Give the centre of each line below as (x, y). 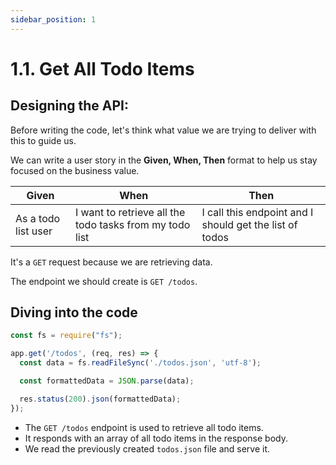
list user (34, 231)
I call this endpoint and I (257, 212)
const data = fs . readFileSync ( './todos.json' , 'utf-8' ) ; (140, 363)
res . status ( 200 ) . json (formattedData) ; (100, 399)
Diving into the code (74, 312)
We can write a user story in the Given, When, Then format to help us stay (164, 160)
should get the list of (249, 224)
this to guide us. (43, 140)
